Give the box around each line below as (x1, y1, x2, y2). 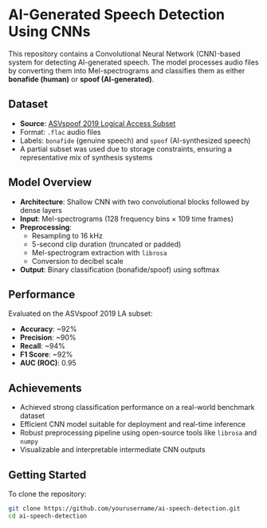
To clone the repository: (8, 489, 87, 498)
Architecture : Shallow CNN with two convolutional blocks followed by (19, 197, 249, 207)
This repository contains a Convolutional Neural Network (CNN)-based (8, 49, 241, 58)
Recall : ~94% (19, 341, 65, 351)
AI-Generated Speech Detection (8, 6, 226, 24)
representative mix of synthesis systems (19, 152, 153, 162)
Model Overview (8, 175, 92, 189)
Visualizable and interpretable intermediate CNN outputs (19, 445, 206, 455)
